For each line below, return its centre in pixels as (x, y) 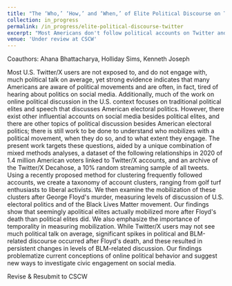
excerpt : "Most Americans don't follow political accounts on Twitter (111, 33)
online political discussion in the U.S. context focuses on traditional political (114, 102)
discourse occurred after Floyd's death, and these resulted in (116, 241)
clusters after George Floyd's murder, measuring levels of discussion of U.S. (116, 197)
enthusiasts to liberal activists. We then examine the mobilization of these (112, 190)
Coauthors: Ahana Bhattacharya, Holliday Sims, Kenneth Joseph (98, 59)
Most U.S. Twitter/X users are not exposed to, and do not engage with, (107, 73)
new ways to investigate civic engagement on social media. (91, 263)
